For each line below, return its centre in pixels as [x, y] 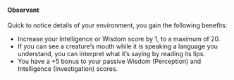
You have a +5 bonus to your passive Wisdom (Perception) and [109, 61]
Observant [23, 10]
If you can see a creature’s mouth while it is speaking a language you [118, 46]
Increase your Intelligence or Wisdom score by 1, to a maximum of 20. [119, 39]
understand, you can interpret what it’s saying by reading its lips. [111, 54]
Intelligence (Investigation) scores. [68, 69]
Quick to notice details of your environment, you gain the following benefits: [117, 25]
